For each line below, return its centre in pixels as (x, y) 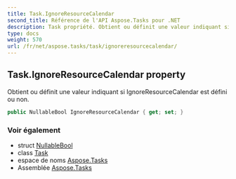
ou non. (18, 99)
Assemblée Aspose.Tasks (55, 167)
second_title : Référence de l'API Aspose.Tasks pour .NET (94, 20)
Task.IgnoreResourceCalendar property (97, 75)
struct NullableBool (45, 145)
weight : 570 (25, 40)
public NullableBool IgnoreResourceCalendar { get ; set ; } (96, 112)
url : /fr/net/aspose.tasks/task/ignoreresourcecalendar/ (92, 46)
